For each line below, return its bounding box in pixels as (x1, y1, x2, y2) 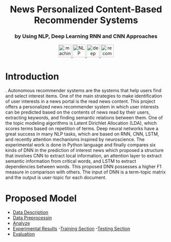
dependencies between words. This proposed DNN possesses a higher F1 (5, 164, 162, 170)
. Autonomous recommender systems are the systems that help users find (5, 87, 162, 94)
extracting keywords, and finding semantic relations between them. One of (5, 115, 163, 121)
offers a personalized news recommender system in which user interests (5, 104, 159, 110)
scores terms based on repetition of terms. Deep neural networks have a (5, 125, 159, 131)
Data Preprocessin (12, 215, 52, 221)
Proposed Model (5, 192, 77, 204)
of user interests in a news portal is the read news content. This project (5, 98, 156, 104)
